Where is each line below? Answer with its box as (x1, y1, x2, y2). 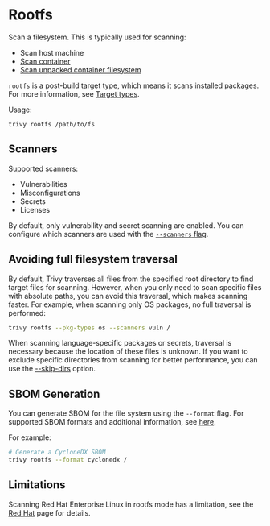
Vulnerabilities (19, 179, 67, 188)
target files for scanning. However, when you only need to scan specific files (8, 282, 262, 292)
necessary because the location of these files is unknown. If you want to (8, 346, 248, 356)
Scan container (19, 56, 71, 66)
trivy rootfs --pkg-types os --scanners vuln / (8, 324, 171, 332)
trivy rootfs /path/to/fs (8, 120, 95, 128)
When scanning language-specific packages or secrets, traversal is (8, 338, 232, 348)
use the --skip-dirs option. (8, 364, 96, 374)
